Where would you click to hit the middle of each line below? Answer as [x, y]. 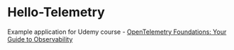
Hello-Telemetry [56, 12]
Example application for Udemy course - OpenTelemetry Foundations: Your [117, 32]
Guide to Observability [40, 39]
